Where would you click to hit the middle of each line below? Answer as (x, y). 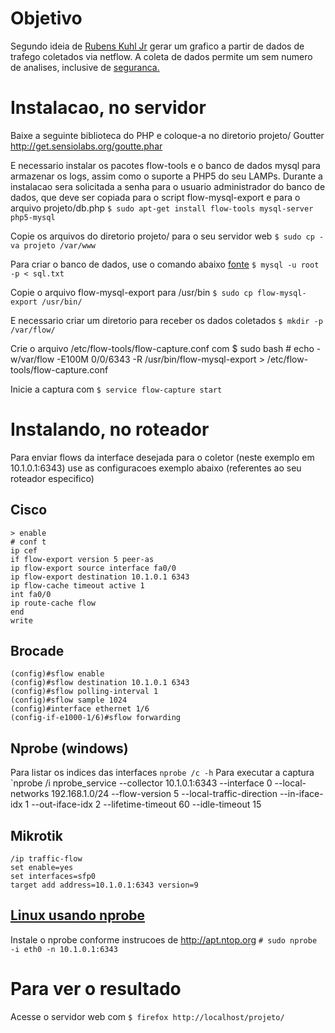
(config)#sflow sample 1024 (69, 700)
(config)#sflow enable (57, 674)
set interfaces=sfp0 (53, 877)
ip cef (24, 550)
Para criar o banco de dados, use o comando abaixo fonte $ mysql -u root (165, 264)
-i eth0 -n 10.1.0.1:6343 (64, 949)
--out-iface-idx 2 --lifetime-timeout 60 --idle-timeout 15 (146, 804)
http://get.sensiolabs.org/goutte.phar (86, 146)
